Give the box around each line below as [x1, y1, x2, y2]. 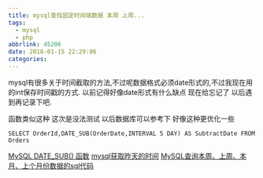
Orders [8, 136, 30, 144]
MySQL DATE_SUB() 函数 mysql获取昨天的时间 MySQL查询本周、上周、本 [8, 151, 247, 161]
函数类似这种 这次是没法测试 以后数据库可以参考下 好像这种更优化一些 [8, 114, 235, 123]
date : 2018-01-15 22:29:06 [8, 48, 97, 56]
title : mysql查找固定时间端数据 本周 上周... [8, 11, 145, 20]
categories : [8, 56, 47, 64]
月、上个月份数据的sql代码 [8, 161, 94, 170]
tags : [8, 19, 26, 27]
